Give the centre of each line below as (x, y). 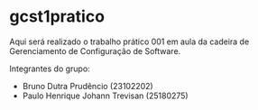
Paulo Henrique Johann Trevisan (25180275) (105, 96)
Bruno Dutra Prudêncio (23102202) (88, 86)
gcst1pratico (57, 17)
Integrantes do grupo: (50, 69)
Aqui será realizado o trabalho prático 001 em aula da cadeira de (129, 41)
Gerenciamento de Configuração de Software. (95, 50)
